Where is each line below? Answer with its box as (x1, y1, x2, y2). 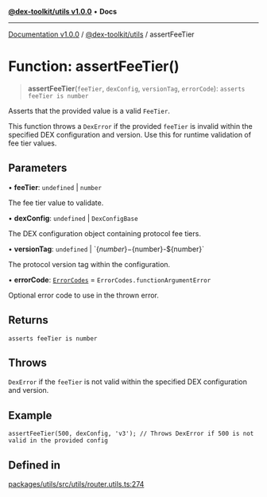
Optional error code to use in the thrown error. (8, 290, 159, 300)
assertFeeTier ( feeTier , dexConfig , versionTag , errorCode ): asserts (27, 83, 246, 93)
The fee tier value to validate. (8, 198, 104, 208)
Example (8, 409, 52, 422)
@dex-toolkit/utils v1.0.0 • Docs (8, 7, 118, 16)
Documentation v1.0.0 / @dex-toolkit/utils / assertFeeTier (8, 29, 195, 39)
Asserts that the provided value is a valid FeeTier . (8, 106, 171, 115)
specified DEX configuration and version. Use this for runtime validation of (8, 130, 252, 139)
